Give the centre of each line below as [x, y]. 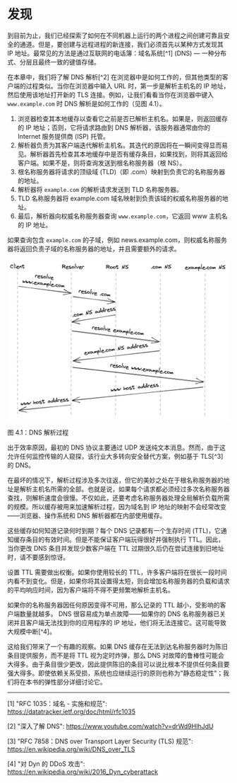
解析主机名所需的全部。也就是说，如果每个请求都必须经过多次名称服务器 [124, 489]
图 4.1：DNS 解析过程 [38, 433]
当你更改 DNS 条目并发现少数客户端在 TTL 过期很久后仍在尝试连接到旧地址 [116, 549]
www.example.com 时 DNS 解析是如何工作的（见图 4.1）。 [86, 103]
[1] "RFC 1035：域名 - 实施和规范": [57, 704]
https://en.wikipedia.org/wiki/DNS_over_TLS [71, 749]
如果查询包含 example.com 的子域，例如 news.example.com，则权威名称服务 [117, 240]
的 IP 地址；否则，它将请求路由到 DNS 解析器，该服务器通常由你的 [114, 127]
